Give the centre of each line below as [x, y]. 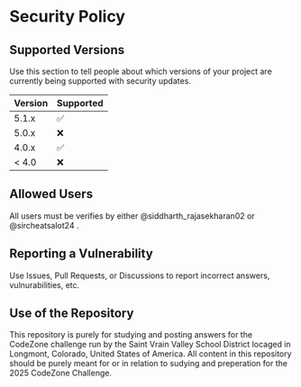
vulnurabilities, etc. [45, 284]
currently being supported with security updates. [100, 81]
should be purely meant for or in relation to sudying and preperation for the [149, 364]
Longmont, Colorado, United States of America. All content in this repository [150, 354]
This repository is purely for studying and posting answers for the [131, 335]
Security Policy [68, 17]
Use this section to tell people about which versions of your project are [141, 71]
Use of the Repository [72, 314]
